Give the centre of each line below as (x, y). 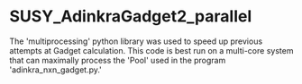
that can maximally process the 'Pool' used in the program (118, 60)
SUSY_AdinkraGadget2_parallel (131, 17)
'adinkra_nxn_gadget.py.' (55, 70)
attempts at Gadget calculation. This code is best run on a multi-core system (151, 50)
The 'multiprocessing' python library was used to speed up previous (136, 41)
